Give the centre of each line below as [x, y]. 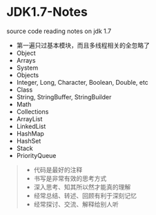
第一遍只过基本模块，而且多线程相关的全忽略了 [83, 45]
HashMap [30, 133]
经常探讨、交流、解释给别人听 [76, 204]
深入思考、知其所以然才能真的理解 [82, 187]
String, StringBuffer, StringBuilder [64, 96]
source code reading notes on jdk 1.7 [59, 31]
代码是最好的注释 [58, 170]
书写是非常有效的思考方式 [70, 178]
